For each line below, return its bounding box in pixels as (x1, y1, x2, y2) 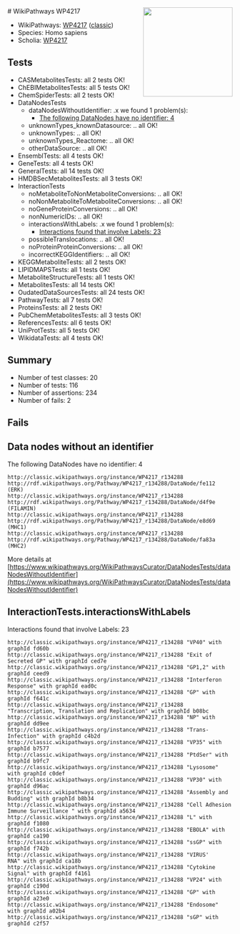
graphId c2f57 (7, 920, 50, 927)
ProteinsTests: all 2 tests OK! (17, 303, 102, 311)
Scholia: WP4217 (17, 36, 68, 44)
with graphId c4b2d (42, 732, 101, 740)
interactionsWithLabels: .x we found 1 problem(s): (28, 219, 174, 228)
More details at (7, 555, 51, 563)
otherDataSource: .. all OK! (28, 144, 107, 152)
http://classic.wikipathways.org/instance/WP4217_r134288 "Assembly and (7, 788, 229, 795)
